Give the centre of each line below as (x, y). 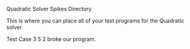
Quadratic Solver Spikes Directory (49, 9)
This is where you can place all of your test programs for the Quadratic (95, 21)
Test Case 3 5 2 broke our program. (51, 39)
